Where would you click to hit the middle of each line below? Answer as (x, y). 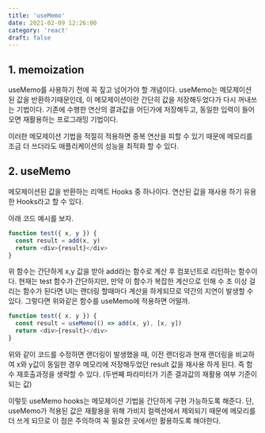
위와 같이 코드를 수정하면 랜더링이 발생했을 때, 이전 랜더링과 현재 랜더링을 (121, 354)
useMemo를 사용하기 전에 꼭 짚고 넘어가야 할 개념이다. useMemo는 (113, 90)
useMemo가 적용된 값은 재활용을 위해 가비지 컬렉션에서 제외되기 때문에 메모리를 (132, 410)
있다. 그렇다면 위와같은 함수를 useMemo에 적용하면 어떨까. (99, 301)
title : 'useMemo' (37, 15)
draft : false (30, 38)
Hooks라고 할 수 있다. (50, 201)
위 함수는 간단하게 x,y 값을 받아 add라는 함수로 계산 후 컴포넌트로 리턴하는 (123, 272)
